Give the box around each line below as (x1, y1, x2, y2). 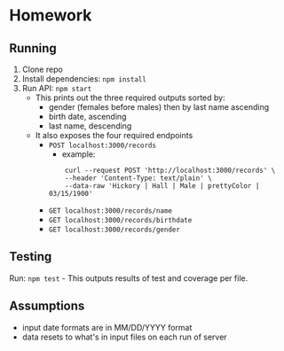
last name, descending (48, 121, 132, 131)
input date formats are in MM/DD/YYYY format (21, 322, 193, 332)
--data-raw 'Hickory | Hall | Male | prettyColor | (65, 182, 260, 191)
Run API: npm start (21, 83, 92, 93)
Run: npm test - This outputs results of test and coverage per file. (9, 272, 248, 284)
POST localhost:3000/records (48, 141, 157, 150)
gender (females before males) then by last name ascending (48, 102, 270, 112)
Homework (9, 5, 92, 26)
